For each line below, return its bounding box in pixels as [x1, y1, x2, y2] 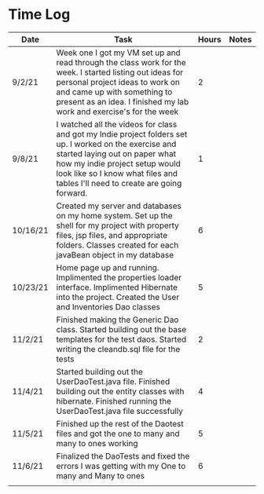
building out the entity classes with [56, 386, 185, 397]
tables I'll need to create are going [56, 177, 182, 188]
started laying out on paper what [56, 148, 177, 159]
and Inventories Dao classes [56, 301, 161, 312]
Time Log [8, 5, 71, 24]
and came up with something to [56, 86, 173, 97]
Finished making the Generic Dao [56, 314, 179, 325]
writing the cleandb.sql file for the [56, 343, 181, 354]
